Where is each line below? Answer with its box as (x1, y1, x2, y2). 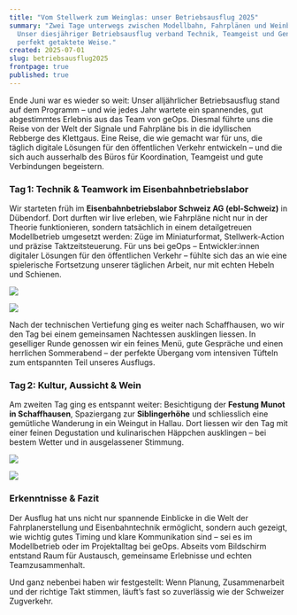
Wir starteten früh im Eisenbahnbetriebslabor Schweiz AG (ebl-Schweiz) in (9, 203, 288, 214)
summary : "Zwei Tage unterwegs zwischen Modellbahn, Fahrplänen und (9, 21, 267, 30)
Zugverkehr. (9, 596, 54, 606)
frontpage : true (9, 63, 69, 72)
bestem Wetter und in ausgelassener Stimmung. (9, 437, 184, 448)
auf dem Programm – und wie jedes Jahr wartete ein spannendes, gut (9, 104, 263, 115)
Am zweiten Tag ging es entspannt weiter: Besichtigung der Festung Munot (9, 400, 286, 410)
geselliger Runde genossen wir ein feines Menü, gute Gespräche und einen (9, 339, 284, 349)
